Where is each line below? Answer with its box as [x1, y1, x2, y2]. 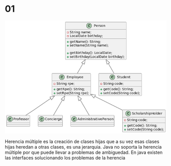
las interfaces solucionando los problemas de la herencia [5, 154, 125, 161]
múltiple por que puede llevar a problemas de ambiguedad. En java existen [5, 149, 163, 155]
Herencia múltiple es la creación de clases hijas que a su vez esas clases [5, 138, 160, 145]
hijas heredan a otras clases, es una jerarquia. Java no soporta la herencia [5, 144, 162, 150]
